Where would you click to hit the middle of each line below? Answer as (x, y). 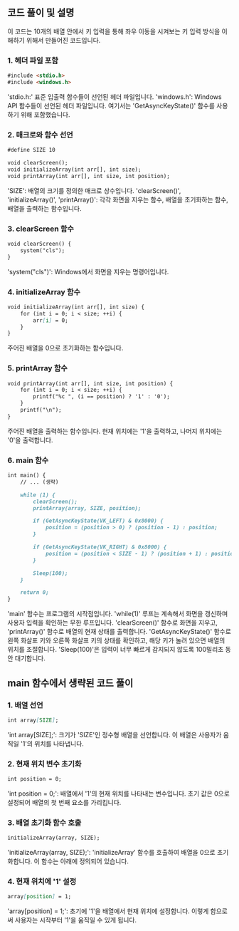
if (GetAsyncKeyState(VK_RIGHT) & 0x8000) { (100, 547)
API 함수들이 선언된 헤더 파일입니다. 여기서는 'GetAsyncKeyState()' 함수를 (111, 105)
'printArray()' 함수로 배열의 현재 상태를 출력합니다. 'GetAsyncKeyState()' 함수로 (119, 632)
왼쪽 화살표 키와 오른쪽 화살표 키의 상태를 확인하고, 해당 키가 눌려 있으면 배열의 (116, 640)
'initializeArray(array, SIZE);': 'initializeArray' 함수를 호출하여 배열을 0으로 (111, 853)
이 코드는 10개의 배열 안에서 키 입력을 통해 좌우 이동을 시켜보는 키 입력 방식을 (114, 31)
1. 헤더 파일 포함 (33, 61)
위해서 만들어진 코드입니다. (63, 40)
